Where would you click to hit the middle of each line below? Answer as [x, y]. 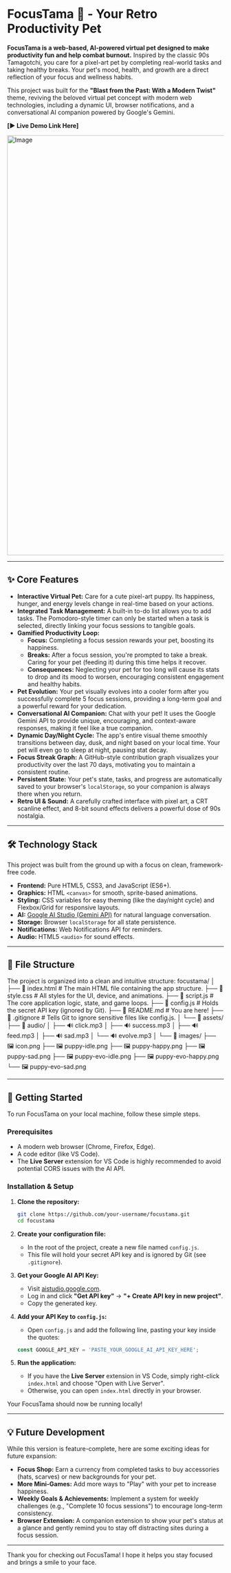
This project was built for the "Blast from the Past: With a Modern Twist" [112, 90]
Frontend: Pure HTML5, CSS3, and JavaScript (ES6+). [94, 885]
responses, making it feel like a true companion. [85, 728]
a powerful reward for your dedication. [71, 706]
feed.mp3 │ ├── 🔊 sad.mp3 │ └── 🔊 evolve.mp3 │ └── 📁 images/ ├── [112, 1036]
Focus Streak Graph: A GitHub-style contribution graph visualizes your [118, 757]
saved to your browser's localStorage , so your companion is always [113, 786]
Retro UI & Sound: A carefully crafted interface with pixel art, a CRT [112, 801]
